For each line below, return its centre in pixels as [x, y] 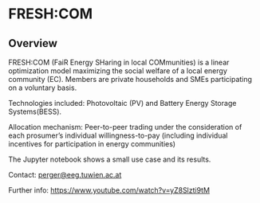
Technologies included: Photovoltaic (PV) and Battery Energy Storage [122, 103]
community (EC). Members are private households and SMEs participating [130, 79]
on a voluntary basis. [43, 88]
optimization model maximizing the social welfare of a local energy [118, 71]
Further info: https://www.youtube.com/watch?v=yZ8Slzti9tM [109, 190]
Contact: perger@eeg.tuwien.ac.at [65, 175]
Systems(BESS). [35, 111]
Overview [33, 43]
